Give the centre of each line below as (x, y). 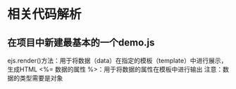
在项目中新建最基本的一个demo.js (81, 42)
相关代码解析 (45, 14)
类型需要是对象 (41, 78)
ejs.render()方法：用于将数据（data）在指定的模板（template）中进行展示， (117, 61)
